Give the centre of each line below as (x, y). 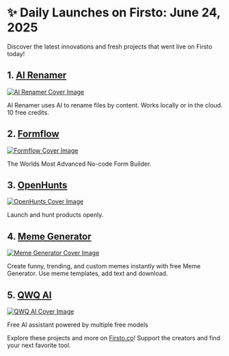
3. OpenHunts (37, 185)
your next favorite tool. (39, 345)
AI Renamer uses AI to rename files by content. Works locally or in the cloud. (115, 105)
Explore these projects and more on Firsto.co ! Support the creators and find (114, 338)
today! (16, 53)
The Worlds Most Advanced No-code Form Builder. (79, 164)
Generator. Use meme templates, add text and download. (87, 274)
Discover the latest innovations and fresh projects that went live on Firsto (110, 47)
